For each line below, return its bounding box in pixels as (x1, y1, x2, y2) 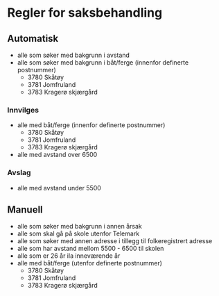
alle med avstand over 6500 (17, 151, 98, 159)
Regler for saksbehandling (7, 5, 163, 21)
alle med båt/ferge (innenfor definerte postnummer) (17, 121, 166, 129)
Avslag (7, 168, 31, 178)
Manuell (7, 204, 43, 215)
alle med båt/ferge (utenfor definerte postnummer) (17, 259, 163, 268)
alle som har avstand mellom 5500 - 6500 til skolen (17, 245, 164, 253)
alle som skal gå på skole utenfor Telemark (17, 229, 140, 238)
